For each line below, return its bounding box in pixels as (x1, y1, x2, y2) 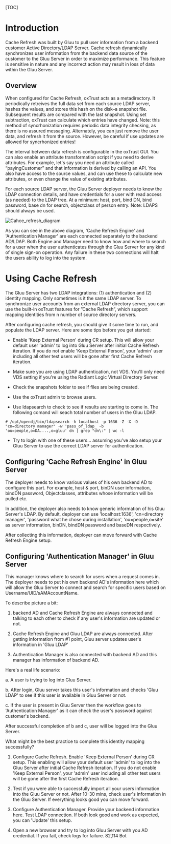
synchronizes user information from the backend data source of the (5, 50, 148, 56)
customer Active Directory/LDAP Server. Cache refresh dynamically (5, 45, 148, 51)
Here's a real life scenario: (5, 667, 60, 673)
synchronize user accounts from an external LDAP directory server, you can (5, 300, 165, 307)
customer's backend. (5, 713, 50, 719)
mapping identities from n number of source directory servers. (5, 311, 137, 318)
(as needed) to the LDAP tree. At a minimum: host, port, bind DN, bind (5, 197, 152, 203)
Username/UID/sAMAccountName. (5, 590, 79, 596)
